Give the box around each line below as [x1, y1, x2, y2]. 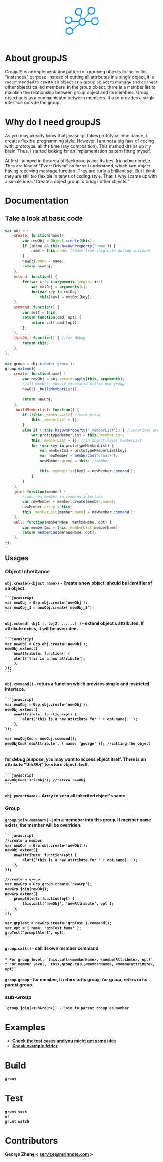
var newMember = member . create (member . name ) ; [22, 499, 116, 504]
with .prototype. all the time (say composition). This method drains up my [5, 143, 151, 149]
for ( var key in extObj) [31, 289, 79, 295]
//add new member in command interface [22, 494, 103, 499]
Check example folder [12, 1043, 58, 1049]
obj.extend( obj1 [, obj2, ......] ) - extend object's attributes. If [5, 620, 144, 626]
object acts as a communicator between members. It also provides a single [5, 94, 155, 100]
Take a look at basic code [5, 215, 83, 223]
